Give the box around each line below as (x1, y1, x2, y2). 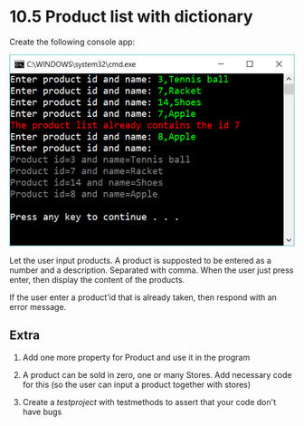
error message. (9, 301, 67, 312)
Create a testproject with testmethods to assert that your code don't (22, 396, 277, 407)
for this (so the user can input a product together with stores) (22, 379, 252, 390)
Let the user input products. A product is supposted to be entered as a (9, 255, 271, 266)
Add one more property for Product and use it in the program (22, 352, 251, 363)
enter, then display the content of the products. (9, 274, 185, 285)
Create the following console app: (9, 36, 136, 47)
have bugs (22, 406, 62, 417)
